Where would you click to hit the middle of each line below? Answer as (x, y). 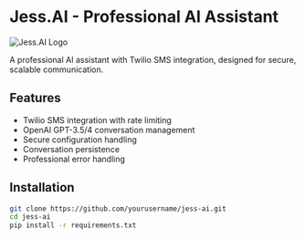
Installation (42, 187)
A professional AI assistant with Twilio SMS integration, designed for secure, (153, 59)
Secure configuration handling (79, 140)
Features (35, 98)
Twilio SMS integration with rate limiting (97, 119)
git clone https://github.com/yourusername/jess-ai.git (118, 208)
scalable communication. (57, 69)
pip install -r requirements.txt (73, 225)
